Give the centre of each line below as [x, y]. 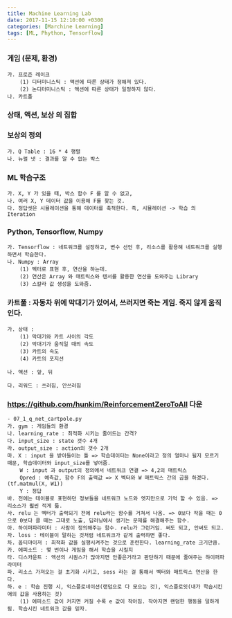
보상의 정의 [25, 136]
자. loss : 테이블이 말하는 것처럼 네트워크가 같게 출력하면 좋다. [89, 535]
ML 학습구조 [27, 177]
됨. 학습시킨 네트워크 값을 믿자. [47, 609]
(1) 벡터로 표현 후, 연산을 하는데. [64, 270]
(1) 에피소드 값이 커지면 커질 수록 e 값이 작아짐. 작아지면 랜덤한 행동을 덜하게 [119, 601]
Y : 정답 [31, 491]
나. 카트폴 [20, 97]
